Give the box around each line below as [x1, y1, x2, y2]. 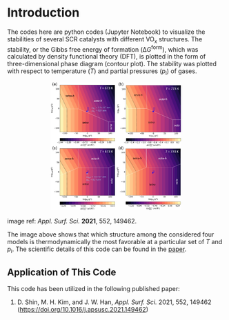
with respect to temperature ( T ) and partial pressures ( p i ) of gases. [7, 67, 197, 77]
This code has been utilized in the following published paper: [7, 285, 181, 293]
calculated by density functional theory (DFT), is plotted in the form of [7, 52, 206, 61]
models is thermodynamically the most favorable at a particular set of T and [7, 237, 223, 246]
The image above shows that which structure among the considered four [7, 230, 215, 239]
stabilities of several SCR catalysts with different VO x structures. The [7, 34, 203, 45]
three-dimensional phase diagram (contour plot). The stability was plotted [7, 60, 217, 68]
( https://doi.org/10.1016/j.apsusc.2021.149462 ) [17, 306, 148, 314]
